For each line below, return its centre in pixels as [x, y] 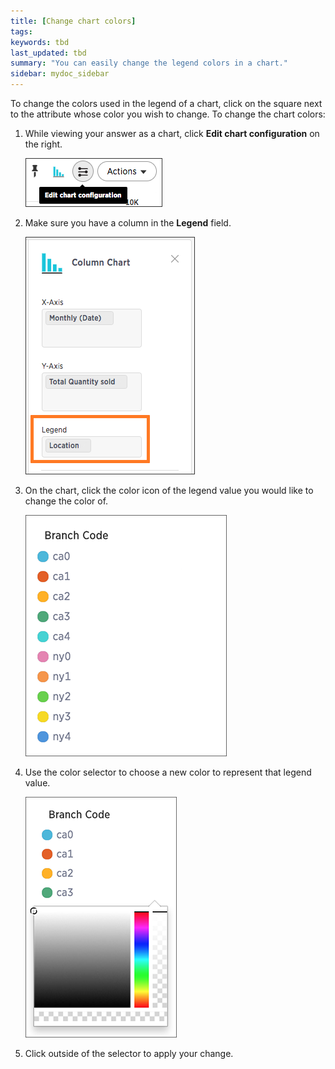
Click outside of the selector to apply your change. [129, 1053]
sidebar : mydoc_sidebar [60, 74]
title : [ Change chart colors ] [73, 21]
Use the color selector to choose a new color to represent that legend [168, 772]
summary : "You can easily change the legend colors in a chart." [149, 63]
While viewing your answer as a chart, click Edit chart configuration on [172, 133]
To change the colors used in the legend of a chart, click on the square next [166, 103]
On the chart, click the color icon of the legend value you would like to [169, 490]
